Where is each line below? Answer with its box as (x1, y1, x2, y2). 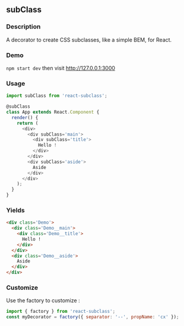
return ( (17, 120, 39, 126)
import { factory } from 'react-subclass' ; (6, 309, 116, 315)
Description (6, 23, 41, 31)
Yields (6, 206, 25, 214)
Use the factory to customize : (6, 297, 80, 304)
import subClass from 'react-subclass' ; (6, 93, 108, 99)
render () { (11, 114, 39, 121)
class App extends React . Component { (6, 109, 100, 115)
